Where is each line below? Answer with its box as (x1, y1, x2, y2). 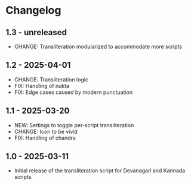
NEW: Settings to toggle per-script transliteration (14, 121, 134, 128)
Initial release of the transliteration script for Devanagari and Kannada (14, 167, 186, 174)
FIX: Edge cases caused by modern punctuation (14, 89, 133, 96)
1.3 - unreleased (5, 27, 67, 37)
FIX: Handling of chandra (14, 134, 76, 141)
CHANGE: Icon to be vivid (14, 128, 78, 135)
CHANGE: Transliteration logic (14, 75, 89, 83)
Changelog (5, 4, 61, 17)
